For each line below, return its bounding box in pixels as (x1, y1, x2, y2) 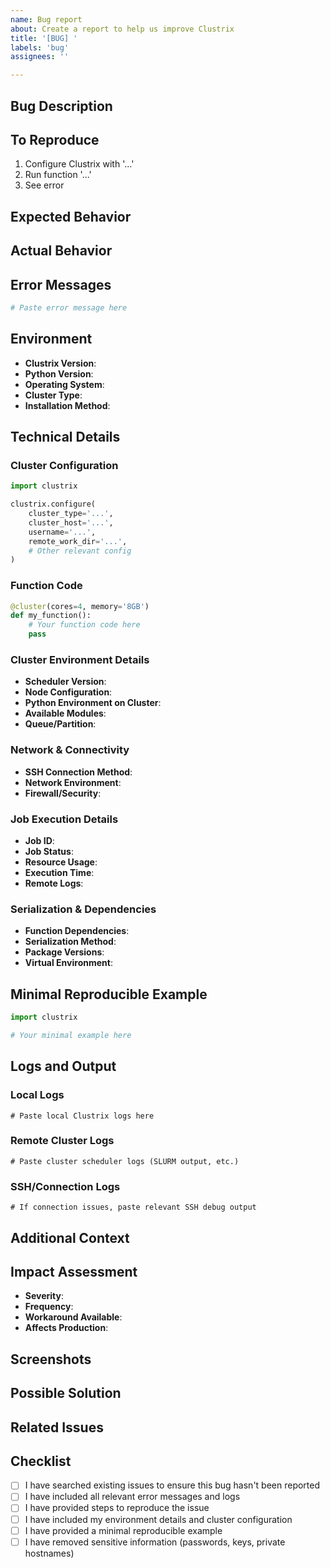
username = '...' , (28, 527, 97, 537)
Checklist (10, 1452, 72, 1470)
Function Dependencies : (24, 925, 130, 937)
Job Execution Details (10, 812, 119, 826)
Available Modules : (24, 707, 107, 720)
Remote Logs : (24, 877, 84, 889)
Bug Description (10, 97, 113, 115)
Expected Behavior (10, 208, 132, 225)
